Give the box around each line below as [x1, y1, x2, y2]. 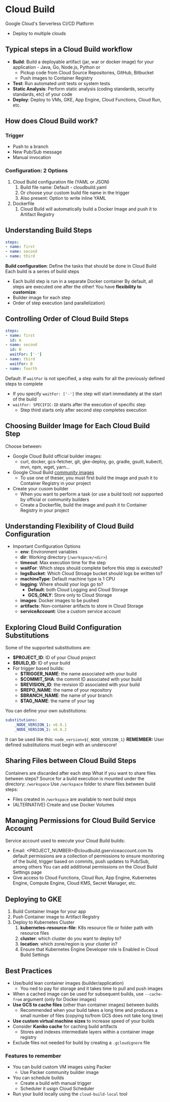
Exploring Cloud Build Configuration [5, 623, 122, 632]
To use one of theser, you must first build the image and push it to [20, 475, 158, 481]
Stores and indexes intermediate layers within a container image [20, 1029, 155, 1035]
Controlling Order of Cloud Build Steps [5, 314, 129, 323]
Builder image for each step [12, 295, 71, 301]
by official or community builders [20, 496, 90, 503]
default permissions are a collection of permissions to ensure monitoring [12, 853, 164, 859]
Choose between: [5, 443, 43, 449]
